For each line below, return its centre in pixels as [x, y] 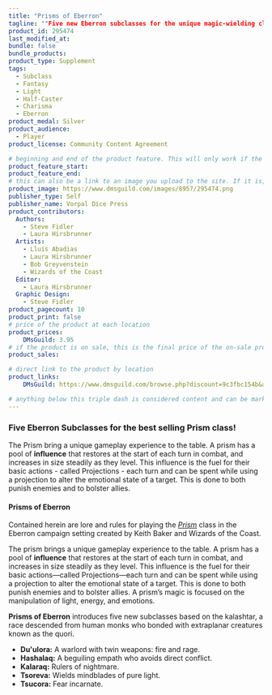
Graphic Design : [43, 294]
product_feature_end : [45, 174]
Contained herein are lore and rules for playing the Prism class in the [123, 525]
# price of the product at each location [79, 324]
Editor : [29, 279]
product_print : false [45, 317]
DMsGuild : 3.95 [49, 340]
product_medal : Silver [47, 122]
